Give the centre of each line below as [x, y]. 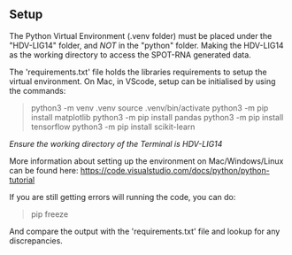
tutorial [22, 180]
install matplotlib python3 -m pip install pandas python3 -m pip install [157, 117]
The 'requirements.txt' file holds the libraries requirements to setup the [138, 72]
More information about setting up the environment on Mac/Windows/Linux [146, 161]
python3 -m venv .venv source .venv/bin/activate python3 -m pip [150, 108]
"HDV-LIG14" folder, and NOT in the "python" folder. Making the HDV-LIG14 [147, 45]
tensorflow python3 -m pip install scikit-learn [113, 127]
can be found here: [44, 170]
